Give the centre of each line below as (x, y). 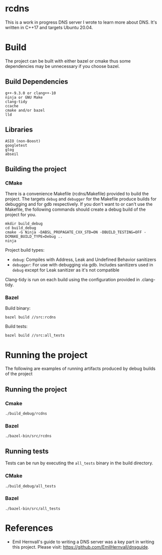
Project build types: (25, 250)
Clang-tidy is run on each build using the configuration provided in (73, 280)
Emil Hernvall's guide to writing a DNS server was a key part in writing (83, 542)
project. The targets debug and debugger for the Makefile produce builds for (81, 199)
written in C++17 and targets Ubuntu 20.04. (49, 27)
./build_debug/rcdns (26, 414)
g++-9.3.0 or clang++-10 (31, 93)
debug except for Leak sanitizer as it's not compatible (66, 270)
